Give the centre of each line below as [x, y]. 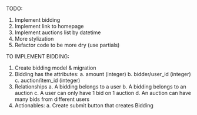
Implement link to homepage [49, 26]
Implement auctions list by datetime [58, 32]
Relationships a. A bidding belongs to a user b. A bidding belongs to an [100, 87]
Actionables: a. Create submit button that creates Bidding [84, 105]
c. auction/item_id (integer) [47, 80]
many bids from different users [52, 99]
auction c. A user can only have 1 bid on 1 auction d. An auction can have [103, 93]
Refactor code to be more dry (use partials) [67, 45]
